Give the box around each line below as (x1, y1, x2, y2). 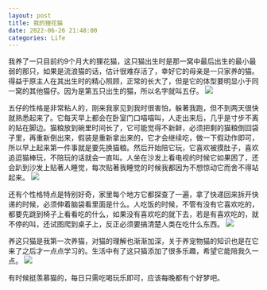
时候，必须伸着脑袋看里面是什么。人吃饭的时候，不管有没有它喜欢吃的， (21, 199, 259, 209)
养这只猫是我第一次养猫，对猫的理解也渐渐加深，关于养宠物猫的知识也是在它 (8, 236, 259, 246)
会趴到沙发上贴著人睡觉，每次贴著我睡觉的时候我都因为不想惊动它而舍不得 (8, 163, 252, 172)
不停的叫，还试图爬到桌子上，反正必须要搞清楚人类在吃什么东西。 (8, 219, 224, 229)
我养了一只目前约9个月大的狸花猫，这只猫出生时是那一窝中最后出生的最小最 (8, 56, 257, 66)
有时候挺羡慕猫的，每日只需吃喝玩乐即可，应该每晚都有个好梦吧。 (8, 273, 224, 283)
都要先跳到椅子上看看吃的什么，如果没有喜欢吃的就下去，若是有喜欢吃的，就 (8, 210, 259, 219)
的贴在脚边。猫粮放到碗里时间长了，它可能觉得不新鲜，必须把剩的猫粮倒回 (8, 123, 252, 133)
